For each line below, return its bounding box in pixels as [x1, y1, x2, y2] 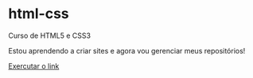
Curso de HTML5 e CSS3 [8, 31, 91, 40]
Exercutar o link [8, 61, 60, 71]
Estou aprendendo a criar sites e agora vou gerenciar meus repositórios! [8, 46, 246, 55]
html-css [8, 5, 69, 23]
